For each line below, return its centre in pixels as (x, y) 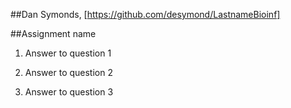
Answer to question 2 (68, 72)
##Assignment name (53, 33)
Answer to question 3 (69, 92)
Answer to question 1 (68, 53)
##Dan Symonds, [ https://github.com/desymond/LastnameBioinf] (145, 14)
